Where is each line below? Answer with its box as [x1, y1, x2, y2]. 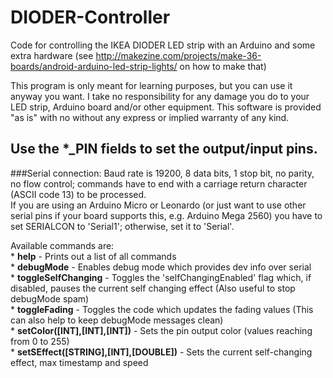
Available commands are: [10, 239, 115, 251]
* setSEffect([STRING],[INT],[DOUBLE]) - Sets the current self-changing [10, 346, 313, 358]
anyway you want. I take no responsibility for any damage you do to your [10, 90, 310, 102]
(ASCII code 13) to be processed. [10, 188, 147, 200]
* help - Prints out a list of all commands [10, 250, 177, 262]
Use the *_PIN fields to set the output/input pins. [10, 141, 318, 158]
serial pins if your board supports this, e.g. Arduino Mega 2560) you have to [10, 209, 323, 221]
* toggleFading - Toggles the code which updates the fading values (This [10, 303, 314, 315]
